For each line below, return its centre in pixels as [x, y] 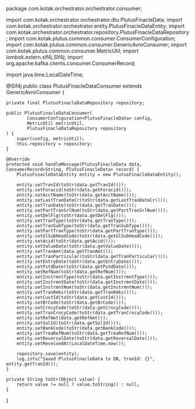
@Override [18, 159]
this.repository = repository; [55, 144]
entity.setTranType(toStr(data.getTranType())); [77, 221]
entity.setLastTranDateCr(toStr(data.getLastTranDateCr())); [92, 200]
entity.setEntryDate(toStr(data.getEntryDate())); [79, 262]
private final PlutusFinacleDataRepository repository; [75, 103]
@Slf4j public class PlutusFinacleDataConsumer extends [74, 86]
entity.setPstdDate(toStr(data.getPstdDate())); [77, 267]
